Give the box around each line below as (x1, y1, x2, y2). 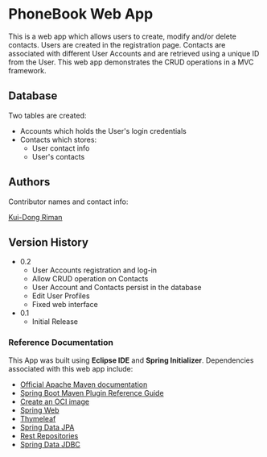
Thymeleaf (19, 413, 56, 423)
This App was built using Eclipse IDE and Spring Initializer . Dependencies (8, 355, 254, 365)
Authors (8, 175, 51, 189)
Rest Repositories (19, 430, 79, 440)
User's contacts (31, 152, 85, 161)
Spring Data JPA (19, 422, 75, 432)
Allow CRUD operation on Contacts (31, 274, 149, 284)
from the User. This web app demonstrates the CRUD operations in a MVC (8, 57, 254, 67)
